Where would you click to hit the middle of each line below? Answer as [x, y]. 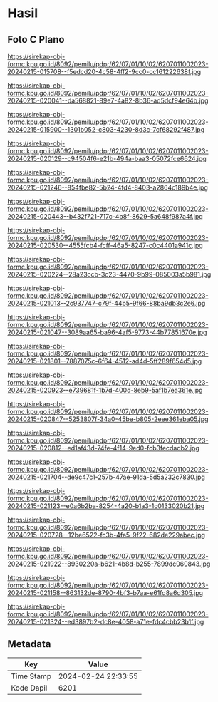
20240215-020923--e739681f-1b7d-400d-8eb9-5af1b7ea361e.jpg [105, 390]
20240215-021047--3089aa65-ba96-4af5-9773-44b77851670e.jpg [107, 332]
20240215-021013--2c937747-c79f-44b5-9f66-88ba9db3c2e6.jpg [107, 303]
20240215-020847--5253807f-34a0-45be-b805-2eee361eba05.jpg [108, 419]
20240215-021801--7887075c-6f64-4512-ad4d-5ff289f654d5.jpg [105, 361]
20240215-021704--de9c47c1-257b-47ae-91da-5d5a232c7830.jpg [106, 477]
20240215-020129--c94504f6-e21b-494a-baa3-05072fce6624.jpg [107, 159]
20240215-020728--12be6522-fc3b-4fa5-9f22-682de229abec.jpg [106, 535]
